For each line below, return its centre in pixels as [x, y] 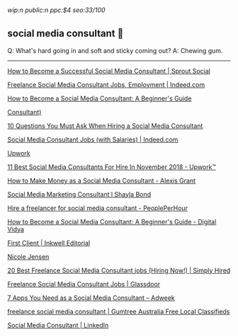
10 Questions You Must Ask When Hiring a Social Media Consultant [105, 126]
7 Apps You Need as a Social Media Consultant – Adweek [91, 298]
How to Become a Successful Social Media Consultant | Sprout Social [109, 71]
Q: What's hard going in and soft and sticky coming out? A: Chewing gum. [115, 50]
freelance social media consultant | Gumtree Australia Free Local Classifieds [119, 311]
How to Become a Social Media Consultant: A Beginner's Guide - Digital [112, 221]
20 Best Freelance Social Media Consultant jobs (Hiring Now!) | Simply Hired [119, 270]
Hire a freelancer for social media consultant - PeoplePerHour [98, 208]
